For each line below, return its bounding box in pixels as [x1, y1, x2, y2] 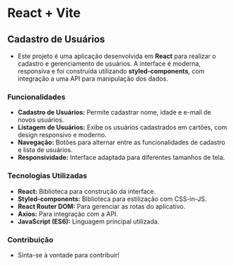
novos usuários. [17, 115, 64, 125]
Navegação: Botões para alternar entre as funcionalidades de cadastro [17, 138, 226, 146]
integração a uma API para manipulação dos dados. [17, 74, 168, 83]
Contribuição [7, 235, 54, 245]
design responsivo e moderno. [17, 131, 107, 139]
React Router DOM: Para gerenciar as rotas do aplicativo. [17, 202, 186, 210]
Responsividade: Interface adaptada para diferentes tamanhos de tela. [17, 154, 225, 162]
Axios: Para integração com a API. [17, 209, 119, 218]
